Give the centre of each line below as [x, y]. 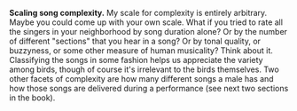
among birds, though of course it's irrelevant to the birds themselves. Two [144, 69]
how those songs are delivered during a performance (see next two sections [149, 88]
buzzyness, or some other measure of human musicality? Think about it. [141, 51]
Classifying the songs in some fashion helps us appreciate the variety [136, 60]
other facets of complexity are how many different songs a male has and [141, 79]
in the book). [32, 98]
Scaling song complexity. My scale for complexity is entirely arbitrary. [138, 13]
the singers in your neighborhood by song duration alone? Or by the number [148, 32]
